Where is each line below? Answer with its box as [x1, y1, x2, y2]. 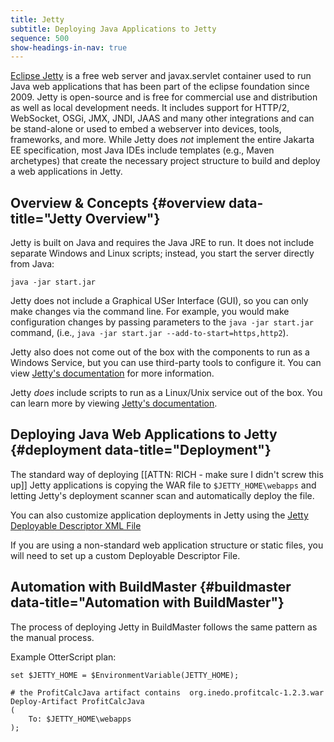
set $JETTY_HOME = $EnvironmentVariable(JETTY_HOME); [10, 670, 240, 680]
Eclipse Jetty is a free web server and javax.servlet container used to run [10, 70, 312, 82]
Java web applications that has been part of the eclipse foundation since [10, 81, 310, 93]
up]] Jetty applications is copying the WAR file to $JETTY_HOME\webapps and [10, 479, 317, 491]
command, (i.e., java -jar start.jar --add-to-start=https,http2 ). [10, 327, 289, 339]
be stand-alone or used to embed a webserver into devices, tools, [10, 123, 282, 135]
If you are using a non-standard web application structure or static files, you [10, 539, 324, 551]
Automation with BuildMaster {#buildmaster [10, 579, 292, 596]
